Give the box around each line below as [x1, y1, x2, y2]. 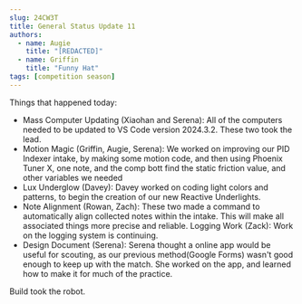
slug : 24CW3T [9, 13, 59, 23]
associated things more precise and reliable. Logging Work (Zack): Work [22, 220, 294, 231]
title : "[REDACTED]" [25, 47, 103, 56]
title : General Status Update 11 [9, 22, 136, 31]
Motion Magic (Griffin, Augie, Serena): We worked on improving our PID [22, 143, 290, 154]
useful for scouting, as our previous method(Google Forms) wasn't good [22, 249, 294, 260]
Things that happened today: [9, 97, 118, 108]
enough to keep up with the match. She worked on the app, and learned [22, 259, 292, 270]
